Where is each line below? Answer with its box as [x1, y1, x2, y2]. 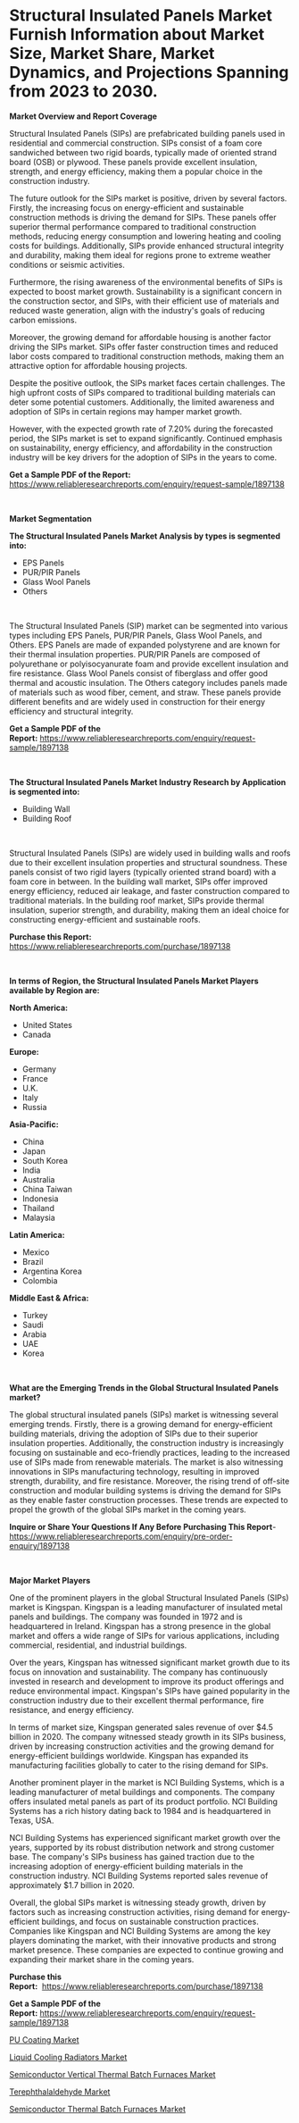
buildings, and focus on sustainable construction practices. [41, 1916, 259, 1927]
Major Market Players [9, 1575, 91, 1585]
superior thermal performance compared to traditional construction [9, 221, 257, 232]
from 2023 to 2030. [9, 81, 158, 102]
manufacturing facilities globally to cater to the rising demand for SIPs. [9, 1759, 269, 1770]
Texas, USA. [9, 1815, 54, 1826]
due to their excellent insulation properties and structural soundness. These [9, 857, 287, 867]
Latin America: [9, 1229, 65, 1240]
